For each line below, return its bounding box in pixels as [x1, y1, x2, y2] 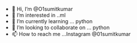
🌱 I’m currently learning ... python [11, 18, 93, 24]
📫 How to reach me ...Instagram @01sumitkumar [11, 31, 131, 37]
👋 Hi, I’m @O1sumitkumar [11, 6, 73, 12]
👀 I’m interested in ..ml [11, 12, 66, 19]
